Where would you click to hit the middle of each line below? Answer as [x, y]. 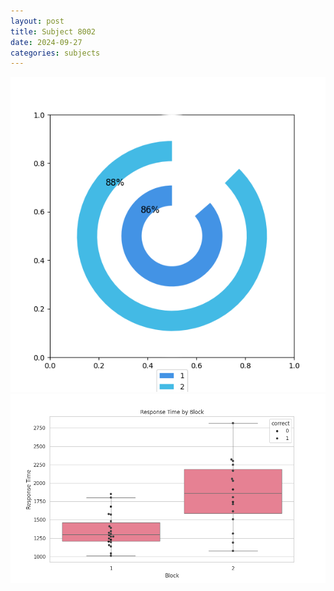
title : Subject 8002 [53, 31]
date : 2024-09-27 [46, 42]
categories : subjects [55, 53]
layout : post [37, 21]
